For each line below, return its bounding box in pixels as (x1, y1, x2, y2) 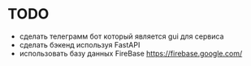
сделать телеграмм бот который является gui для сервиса (19, 31, 224, 41)
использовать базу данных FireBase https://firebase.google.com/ (19, 48, 243, 58)
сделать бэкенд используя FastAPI (19, 39, 141, 49)
